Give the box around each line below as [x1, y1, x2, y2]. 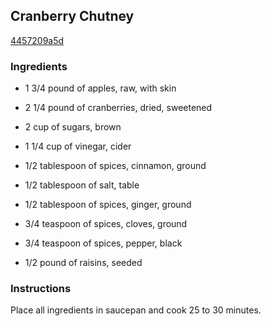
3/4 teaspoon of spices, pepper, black [24, 237, 183, 249]
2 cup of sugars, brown [24, 121, 122, 133]
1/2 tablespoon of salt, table [24, 179, 140, 191]
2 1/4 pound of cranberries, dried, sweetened [24, 102, 213, 114]
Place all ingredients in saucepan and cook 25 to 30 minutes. [10, 304, 262, 316]
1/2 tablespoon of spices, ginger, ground [24, 199, 192, 211]
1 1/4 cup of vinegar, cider [24, 140, 132, 153]
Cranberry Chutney [10, 8, 135, 25]
